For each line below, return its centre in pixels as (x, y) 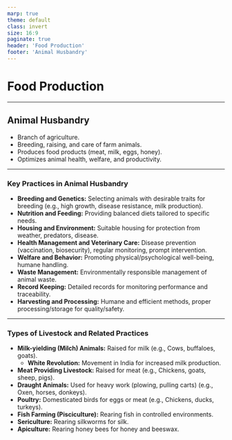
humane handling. (43, 264)
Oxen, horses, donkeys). (52, 392)
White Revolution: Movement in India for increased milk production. (124, 363)
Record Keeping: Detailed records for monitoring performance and (113, 286)
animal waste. (37, 279)
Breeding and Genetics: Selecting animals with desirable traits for (111, 199)
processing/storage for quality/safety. (71, 309)
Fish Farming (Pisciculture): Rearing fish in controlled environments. (115, 414)
